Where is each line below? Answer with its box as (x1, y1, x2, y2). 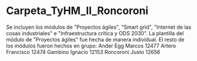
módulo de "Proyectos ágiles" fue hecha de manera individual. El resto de (6, 36, 185, 43)
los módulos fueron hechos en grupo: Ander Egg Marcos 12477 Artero (6, 42, 176, 49)
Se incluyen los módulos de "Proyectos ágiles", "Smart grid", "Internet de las (6, 23, 192, 30)
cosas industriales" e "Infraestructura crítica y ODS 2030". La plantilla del (6, 29, 184, 36)
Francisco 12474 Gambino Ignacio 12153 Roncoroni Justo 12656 (6, 48, 161, 55)
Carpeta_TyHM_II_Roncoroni (6, 4, 149, 18)
